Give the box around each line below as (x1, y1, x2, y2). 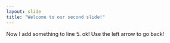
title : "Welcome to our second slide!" (6, 14, 106, 20)
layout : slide (6, 8, 42, 15)
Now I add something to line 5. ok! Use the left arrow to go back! (6, 30, 165, 37)
